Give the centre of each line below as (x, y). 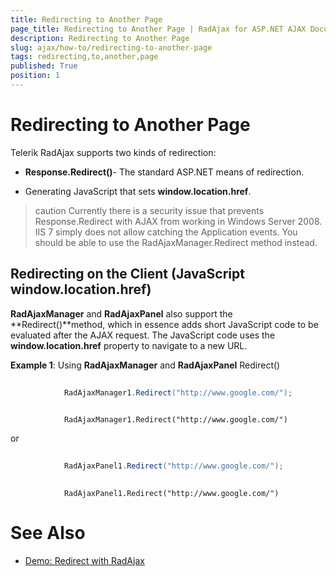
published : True (44, 66)
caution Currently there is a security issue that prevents (149, 210)
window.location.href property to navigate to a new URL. (129, 345)
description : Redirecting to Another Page (100, 38)
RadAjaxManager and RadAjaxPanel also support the (121, 313)
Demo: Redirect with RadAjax (84, 560)
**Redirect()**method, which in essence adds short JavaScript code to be (164, 324)
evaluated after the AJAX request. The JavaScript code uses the (143, 335)
